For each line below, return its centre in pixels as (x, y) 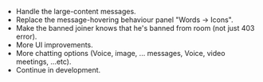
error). (26, 36)
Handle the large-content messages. (76, 11)
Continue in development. (58, 70)
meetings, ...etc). (43, 61)
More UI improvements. (54, 45)
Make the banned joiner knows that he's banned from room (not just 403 (135, 28)
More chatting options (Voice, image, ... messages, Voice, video (120, 53)
